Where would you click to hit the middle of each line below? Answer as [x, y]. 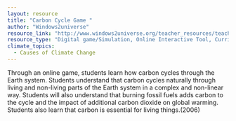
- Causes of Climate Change [55, 53]
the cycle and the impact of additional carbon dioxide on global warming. [113, 102]
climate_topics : [31, 46]
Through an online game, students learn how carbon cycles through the [111, 72]
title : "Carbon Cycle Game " [50, 20]
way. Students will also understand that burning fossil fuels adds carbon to [115, 94]
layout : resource [33, 14]
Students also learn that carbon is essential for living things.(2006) [104, 110]
